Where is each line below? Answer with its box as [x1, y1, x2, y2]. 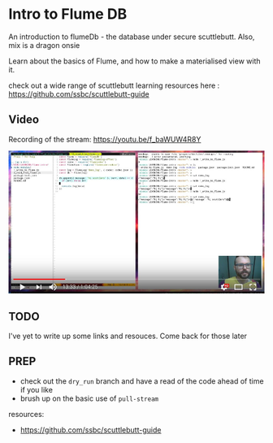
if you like [19, 384, 53, 394]
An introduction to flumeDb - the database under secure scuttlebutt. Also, [8, 32, 255, 41]
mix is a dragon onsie [8, 40, 80, 50]
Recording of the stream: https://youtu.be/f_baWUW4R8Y [8, 134, 201, 144]
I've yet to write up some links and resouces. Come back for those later [8, 331, 248, 341]
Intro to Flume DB [8, 5, 128, 24]
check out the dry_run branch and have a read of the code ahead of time [19, 376, 264, 386]
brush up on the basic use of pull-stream [19, 393, 159, 403]
